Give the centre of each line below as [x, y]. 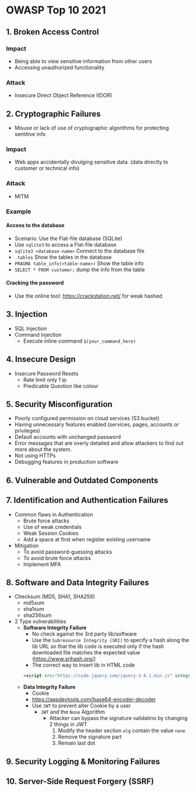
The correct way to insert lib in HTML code [83, 665]
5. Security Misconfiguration [59, 404]
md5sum [34, 603]
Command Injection [38, 334]
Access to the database [35, 226]
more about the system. [43, 449]
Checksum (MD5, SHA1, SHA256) [55, 597]
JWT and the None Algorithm [73, 712]
